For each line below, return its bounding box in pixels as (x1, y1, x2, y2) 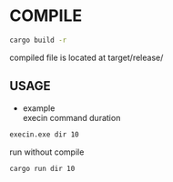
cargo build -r (9, 35, 67, 45)
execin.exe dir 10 (9, 129, 79, 139)
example (22, 102, 56, 114)
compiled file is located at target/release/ (9, 52, 164, 63)
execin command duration (22, 112, 121, 123)
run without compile (9, 147, 85, 157)
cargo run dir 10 (9, 164, 76, 173)
